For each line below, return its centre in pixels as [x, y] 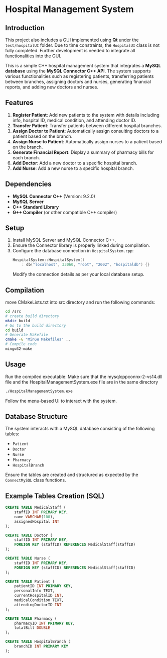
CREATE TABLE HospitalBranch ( [38, 642]
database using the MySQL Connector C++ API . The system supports [78, 71]
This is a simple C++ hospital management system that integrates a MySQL [83, 66]
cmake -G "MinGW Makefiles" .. [38, 340]
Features [19, 103]
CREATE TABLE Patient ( [30, 582]
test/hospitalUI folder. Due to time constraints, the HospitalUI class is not [82, 45]
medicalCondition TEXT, [39, 600]
